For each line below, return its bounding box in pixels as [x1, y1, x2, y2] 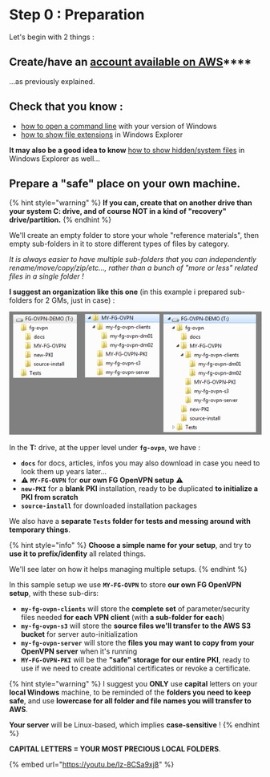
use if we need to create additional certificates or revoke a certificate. [20, 663, 251, 674]
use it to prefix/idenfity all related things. [9, 549, 147, 558]
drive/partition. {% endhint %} [9, 215, 111, 225]
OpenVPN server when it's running [20, 646, 138, 656]
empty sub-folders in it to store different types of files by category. [9, 239, 230, 249]
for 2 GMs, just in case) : [34, 296, 115, 305]
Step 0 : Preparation [9, 6, 145, 24]
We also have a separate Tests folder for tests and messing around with [9, 517, 251, 526]
